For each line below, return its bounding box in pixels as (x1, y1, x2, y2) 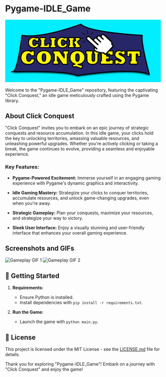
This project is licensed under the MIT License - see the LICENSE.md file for (5, 346, 160, 352)
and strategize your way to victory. (12, 215, 83, 221)
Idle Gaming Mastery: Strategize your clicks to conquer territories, (12, 189, 149, 195)
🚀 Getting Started (5, 272, 60, 280)
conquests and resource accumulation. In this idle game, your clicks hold (5, 130, 154, 136)
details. (5, 352, 20, 358)
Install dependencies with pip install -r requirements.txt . (19, 300, 143, 306)
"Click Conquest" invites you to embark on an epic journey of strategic (5, 125, 149, 131)
